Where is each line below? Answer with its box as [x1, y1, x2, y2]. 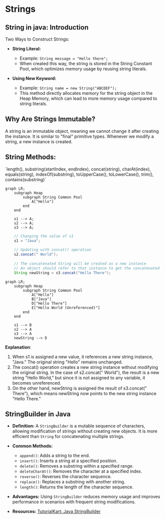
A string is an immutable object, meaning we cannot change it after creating [5, 128, 159, 134]
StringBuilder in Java [5, 410, 71, 418]
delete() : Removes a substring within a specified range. [19, 463, 134, 469]
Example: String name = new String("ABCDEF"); [19, 85, 117, 91]
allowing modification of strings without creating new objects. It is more [12, 428, 158, 434]
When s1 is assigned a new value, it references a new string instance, [12, 354, 154, 359]
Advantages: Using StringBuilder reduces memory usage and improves [12, 494, 161, 500]
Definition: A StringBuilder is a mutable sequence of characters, [12, 423, 145, 429]
